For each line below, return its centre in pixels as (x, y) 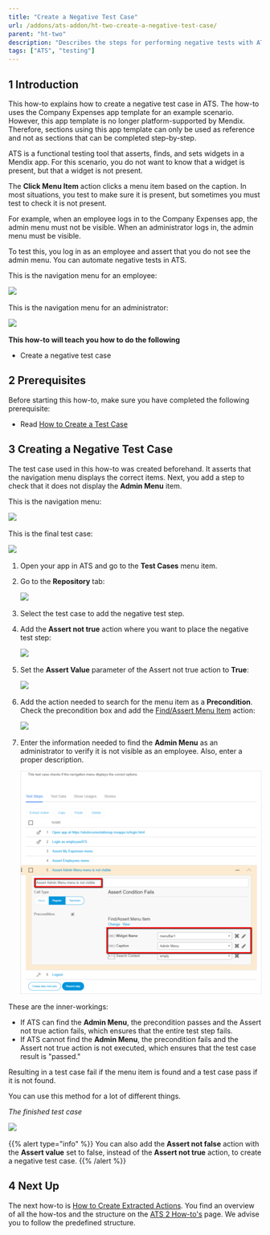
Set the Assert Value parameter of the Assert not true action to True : (134, 669)
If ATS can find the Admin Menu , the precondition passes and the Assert (141, 1022)
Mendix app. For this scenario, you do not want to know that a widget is (127, 162)
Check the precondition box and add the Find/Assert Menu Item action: (137, 710)
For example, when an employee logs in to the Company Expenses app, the (133, 219)
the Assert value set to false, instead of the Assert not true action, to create (135, 1152)
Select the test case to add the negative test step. (102, 613)
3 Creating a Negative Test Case (91, 450)
